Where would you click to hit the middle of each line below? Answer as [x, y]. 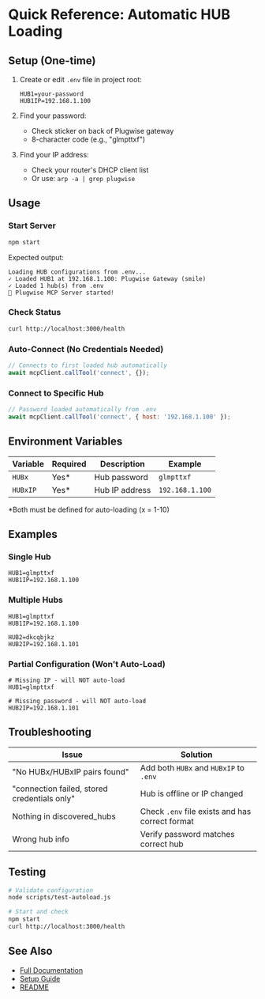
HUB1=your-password [52, 94]
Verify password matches [187, 834]
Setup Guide [40, 978]
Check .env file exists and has [196, 811]
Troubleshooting [50, 732]
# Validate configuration [50, 890]
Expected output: [36, 257]
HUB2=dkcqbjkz [32, 637]
